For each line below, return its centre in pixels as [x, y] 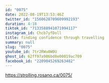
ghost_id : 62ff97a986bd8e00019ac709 [43, 56]
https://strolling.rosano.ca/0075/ [39, 75]
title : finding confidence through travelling [55, 38]
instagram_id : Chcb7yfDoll [33, 33]
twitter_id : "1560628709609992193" [42, 19]
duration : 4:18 [21, 24]
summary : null [20, 42]
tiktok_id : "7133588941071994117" [41, 28]
